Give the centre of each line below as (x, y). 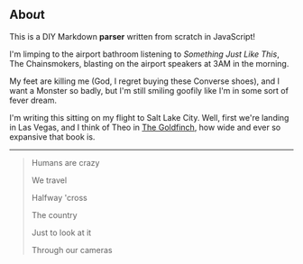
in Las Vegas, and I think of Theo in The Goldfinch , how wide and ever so (145, 127)
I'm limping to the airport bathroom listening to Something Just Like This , (144, 54)
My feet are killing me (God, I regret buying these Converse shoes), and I (144, 81)
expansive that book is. (52, 137)
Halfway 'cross (59, 197)
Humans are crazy (65, 162)
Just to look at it (61, 232)
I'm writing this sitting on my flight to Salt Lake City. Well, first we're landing (149, 117)
